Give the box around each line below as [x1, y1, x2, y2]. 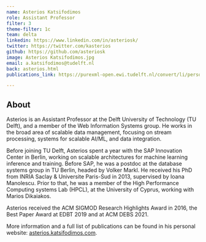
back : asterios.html [6, 65, 59, 72]
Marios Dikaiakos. [6, 193, 51, 200]
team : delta [6, 32, 37, 38]
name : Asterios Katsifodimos [6, 9, 81, 15]
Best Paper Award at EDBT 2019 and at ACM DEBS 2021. [6, 211, 149, 218]
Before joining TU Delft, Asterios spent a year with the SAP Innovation [6, 147, 183, 155]
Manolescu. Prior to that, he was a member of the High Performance [6, 180, 180, 187]
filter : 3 [6, 20, 32, 26]
